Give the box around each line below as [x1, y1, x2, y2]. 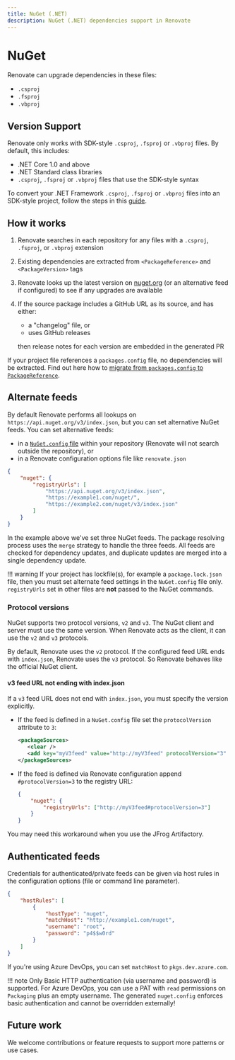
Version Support [7, 120, 81, 132]
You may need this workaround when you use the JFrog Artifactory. [7, 830, 204, 838]
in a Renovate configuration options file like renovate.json [17, 454, 186, 463]
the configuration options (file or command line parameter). [7, 876, 180, 885]
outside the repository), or [17, 446, 94, 455]
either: [17, 308, 37, 316]
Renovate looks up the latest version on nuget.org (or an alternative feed [17, 278, 229, 287]
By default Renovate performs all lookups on [7, 410, 137, 419]
